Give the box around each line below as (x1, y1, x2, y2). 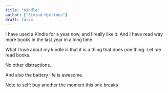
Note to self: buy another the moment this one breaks (5, 82, 118, 88)
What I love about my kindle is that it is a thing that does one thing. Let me (5, 47, 161, 53)
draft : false (5, 17, 33, 22)
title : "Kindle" (5, 7, 40, 13)
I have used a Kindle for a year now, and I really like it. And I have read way (5, 31, 163, 38)
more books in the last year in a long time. (5, 36, 94, 43)
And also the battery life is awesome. (5, 72, 83, 78)
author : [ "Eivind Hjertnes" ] (5, 12, 68, 17)
